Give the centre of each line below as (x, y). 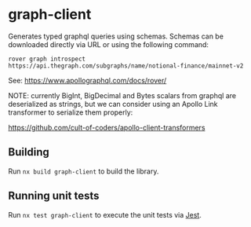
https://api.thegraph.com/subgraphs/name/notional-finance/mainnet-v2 (126, 66)
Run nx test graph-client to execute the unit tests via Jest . (105, 214)
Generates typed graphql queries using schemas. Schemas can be (116, 36)
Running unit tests (54, 196)
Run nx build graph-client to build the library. (84, 171)
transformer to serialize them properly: (71, 112)
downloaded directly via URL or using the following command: (109, 44)
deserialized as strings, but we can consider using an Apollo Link (113, 104)
